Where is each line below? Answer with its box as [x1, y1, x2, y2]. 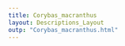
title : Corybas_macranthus [8, 11, 97, 19]
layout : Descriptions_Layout [8, 19, 104, 27]
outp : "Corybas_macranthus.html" [8, 26, 119, 34]
